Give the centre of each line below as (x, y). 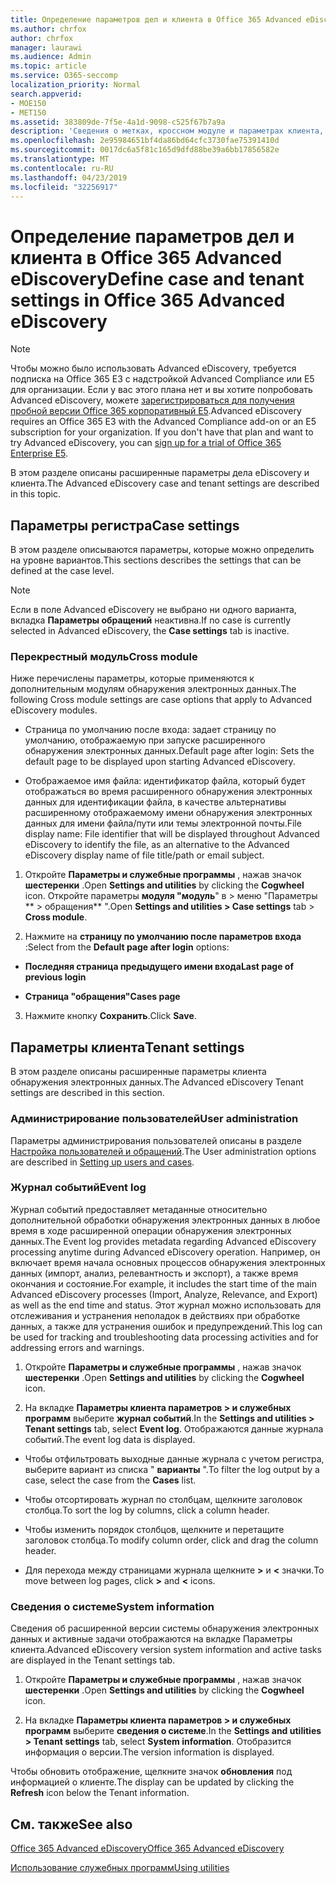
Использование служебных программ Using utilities (120, 1867)
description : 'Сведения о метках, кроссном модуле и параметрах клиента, (167, 131)
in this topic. (36, 494)
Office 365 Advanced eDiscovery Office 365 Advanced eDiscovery (147, 1848)
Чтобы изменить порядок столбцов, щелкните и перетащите (154, 1529)
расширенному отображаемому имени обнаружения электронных (168, 813)
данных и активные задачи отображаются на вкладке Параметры (151, 1639)
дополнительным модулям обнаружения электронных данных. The (153, 689)
